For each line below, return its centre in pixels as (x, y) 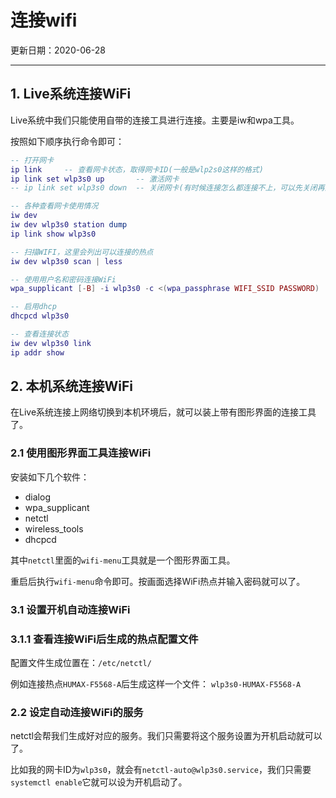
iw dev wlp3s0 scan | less (66, 261)
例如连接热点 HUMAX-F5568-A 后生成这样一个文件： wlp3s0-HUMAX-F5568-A (156, 683)
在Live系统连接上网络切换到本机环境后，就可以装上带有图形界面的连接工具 (163, 412)
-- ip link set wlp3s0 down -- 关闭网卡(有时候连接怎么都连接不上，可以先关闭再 (167, 188)
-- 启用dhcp (33, 307)
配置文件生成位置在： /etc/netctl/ (81, 662)
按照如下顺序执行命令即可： (67, 141)
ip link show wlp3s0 (53, 234)
